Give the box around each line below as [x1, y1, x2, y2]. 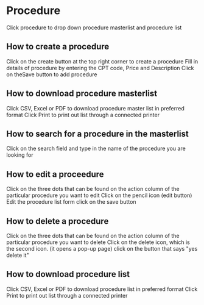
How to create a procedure [6, 41, 110, 52]
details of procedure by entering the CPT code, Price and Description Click [6, 64, 194, 71]
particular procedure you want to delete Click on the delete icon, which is [6, 239, 191, 246]
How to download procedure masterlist [6, 88, 158, 99]
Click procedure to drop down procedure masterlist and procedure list [6, 24, 182, 31]
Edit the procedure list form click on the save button [6, 198, 136, 206]
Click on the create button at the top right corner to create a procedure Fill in [6, 57, 199, 65]
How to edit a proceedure [6, 169, 105, 179]
